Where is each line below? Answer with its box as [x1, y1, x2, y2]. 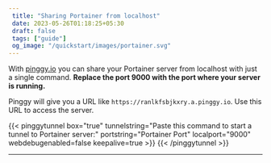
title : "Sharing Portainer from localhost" [11, 11, 161, 20]
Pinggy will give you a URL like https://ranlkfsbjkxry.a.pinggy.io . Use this [8, 97, 262, 107]
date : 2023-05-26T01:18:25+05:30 [11, 19, 125, 27]
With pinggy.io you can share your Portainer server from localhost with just [8, 64, 258, 73]
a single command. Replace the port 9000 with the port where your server [8, 73, 261, 82]
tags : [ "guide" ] [11, 34, 67, 43]
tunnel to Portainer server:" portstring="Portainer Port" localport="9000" [8, 130, 252, 140]
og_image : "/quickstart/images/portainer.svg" [11, 42, 172, 50]
